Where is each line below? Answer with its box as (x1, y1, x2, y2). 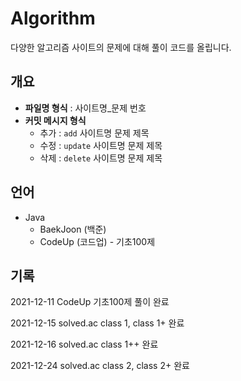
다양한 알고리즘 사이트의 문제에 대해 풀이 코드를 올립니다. (10, 41, 232, 53)
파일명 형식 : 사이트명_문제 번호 (24, 102, 147, 114)
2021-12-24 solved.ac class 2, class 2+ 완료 (10, 360, 190, 372)
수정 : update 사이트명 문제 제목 (39, 139, 163, 151)
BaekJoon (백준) (39, 223, 107, 235)
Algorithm (10, 7, 96, 30)
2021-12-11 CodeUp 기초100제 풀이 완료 (10, 296, 170, 308)
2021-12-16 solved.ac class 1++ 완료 (10, 338, 159, 351)
